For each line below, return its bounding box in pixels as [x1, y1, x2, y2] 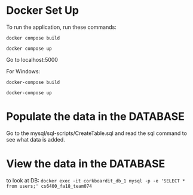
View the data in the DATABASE [6, 157, 166, 171]
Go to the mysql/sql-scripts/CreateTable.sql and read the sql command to [6, 130, 187, 137]
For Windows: [6, 67, 41, 75]
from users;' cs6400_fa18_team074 [6, 183, 93, 189]
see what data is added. [6, 136, 66, 143]
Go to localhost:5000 [6, 56, 59, 63]
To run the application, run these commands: [6, 23, 117, 31]
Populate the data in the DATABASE [6, 110, 185, 124]
